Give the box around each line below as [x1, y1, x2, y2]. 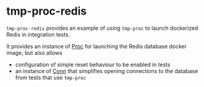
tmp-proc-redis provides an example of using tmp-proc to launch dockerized [6, 24, 199, 32]
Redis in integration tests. [6, 30, 70, 38]
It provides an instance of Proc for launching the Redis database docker [6, 43, 187, 50]
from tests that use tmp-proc [15, 74, 87, 81]
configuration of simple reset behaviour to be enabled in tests [15, 61, 171, 68]
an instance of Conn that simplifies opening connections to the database [15, 67, 199, 74]
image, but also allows [6, 49, 63, 56]
